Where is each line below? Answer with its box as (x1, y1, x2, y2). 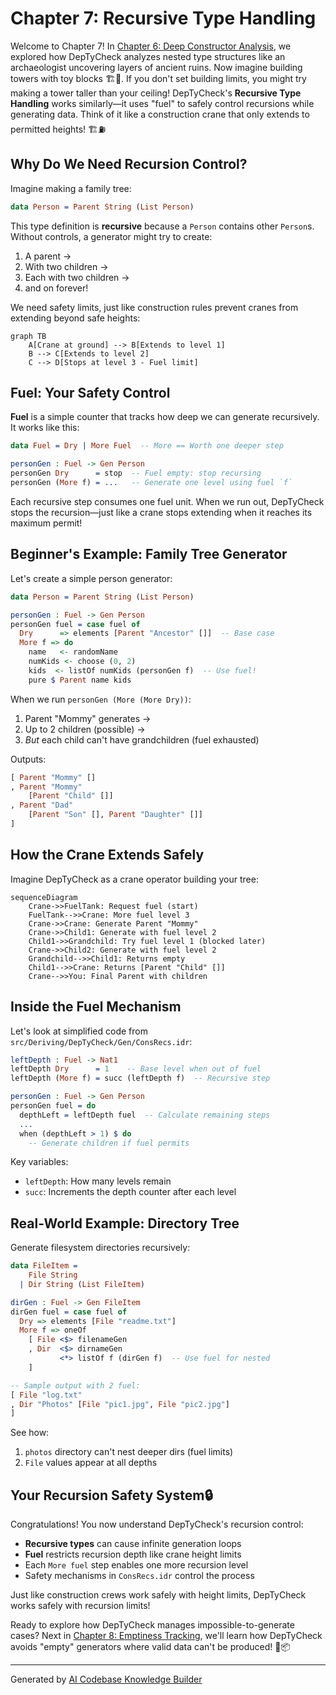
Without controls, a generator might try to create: (10, 230, 213, 242)
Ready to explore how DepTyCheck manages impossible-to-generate (10, 1619, 295, 1631)
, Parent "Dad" (10, 800, 74, 811)
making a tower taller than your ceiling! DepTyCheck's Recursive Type (10, 87, 302, 99)
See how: (10, 1427, 50, 1439)
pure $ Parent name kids (28, 675, 132, 685)
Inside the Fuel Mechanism (10, 998, 182, 1016)
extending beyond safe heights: (10, 312, 141, 324)
